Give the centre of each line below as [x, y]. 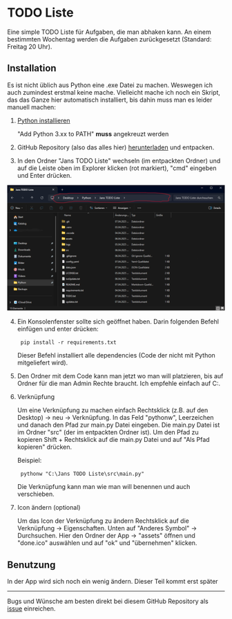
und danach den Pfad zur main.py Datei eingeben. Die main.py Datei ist [118, 425]
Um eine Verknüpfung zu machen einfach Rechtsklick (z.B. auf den [113, 410]
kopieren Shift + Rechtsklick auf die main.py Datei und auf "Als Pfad [113, 440]
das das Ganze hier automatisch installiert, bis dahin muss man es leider [110, 100]
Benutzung [31, 565]
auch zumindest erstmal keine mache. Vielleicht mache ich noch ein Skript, [114, 92]
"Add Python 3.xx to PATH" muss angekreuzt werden [93, 133]
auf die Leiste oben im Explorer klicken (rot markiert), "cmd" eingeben [117, 168]
